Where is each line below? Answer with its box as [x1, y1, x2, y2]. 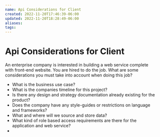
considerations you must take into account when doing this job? [5, 72, 133, 78]
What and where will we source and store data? [12, 112, 108, 119]
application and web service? [12, 123, 71, 129]
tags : [5, 25, 16, 30]
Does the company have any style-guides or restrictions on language [12, 102, 150, 108]
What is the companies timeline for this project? [12, 87, 108, 92]
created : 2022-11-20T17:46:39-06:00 [5, 12, 79, 16]
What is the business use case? [12, 82, 76, 88]
